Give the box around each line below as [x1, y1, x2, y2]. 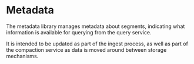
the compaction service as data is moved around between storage [6, 46, 167, 53]
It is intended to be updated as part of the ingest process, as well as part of [6, 40, 188, 47]
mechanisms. [6, 52, 39, 59]
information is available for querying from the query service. [6, 29, 152, 35]
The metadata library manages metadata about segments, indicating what [6, 23, 185, 30]
